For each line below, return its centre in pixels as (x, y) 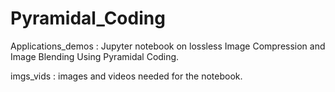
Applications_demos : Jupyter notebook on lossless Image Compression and (168, 46)
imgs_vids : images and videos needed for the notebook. (126, 76)
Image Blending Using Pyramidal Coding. (95, 56)
